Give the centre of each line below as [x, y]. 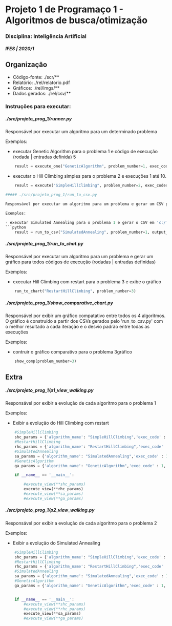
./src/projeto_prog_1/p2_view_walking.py [50, 510]
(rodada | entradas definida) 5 [44, 157]
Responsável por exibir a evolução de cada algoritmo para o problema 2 [81, 523]
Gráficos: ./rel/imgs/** [36, 88]
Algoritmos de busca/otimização [76, 20]
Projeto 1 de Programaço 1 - [64, 9]
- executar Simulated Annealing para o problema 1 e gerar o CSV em [80, 222]
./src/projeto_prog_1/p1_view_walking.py [49, 390]
